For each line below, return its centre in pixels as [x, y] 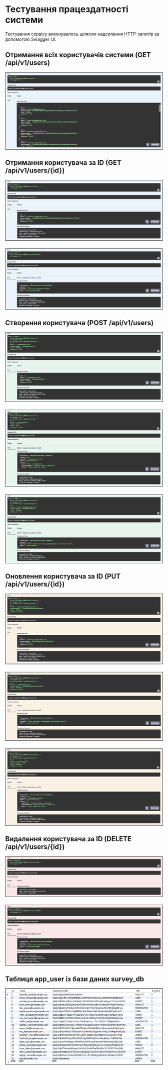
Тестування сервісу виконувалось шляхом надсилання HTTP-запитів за [82, 34]
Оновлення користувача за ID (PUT [63, 576]
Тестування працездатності [67, 9]
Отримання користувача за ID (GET [63, 163]
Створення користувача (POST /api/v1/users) [79, 323]
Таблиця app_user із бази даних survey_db [74, 979]
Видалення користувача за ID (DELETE [68, 839]
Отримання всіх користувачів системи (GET [78, 55]
